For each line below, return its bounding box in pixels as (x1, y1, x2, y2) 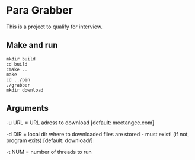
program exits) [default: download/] (6, 137, 93, 144)
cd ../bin (6, 76, 31, 83)
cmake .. (6, 66, 28, 72)
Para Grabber (6, 4, 73, 17)
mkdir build (6, 56, 36, 62)
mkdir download (6, 87, 44, 93)
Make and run (6, 40, 58, 50)
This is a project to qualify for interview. (6, 23, 103, 30)
